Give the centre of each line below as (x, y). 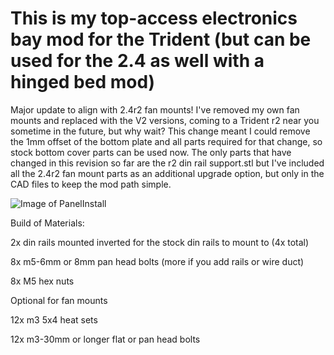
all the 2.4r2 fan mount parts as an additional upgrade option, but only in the (167, 173)
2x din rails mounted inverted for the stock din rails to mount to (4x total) (160, 242)
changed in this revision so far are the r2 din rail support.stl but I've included (167, 163)
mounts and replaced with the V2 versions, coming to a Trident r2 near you (165, 120)
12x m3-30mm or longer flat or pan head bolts (105, 339)
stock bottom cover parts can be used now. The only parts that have (151, 152)
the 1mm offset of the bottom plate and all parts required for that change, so (166, 141)
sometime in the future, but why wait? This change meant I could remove (160, 131)
